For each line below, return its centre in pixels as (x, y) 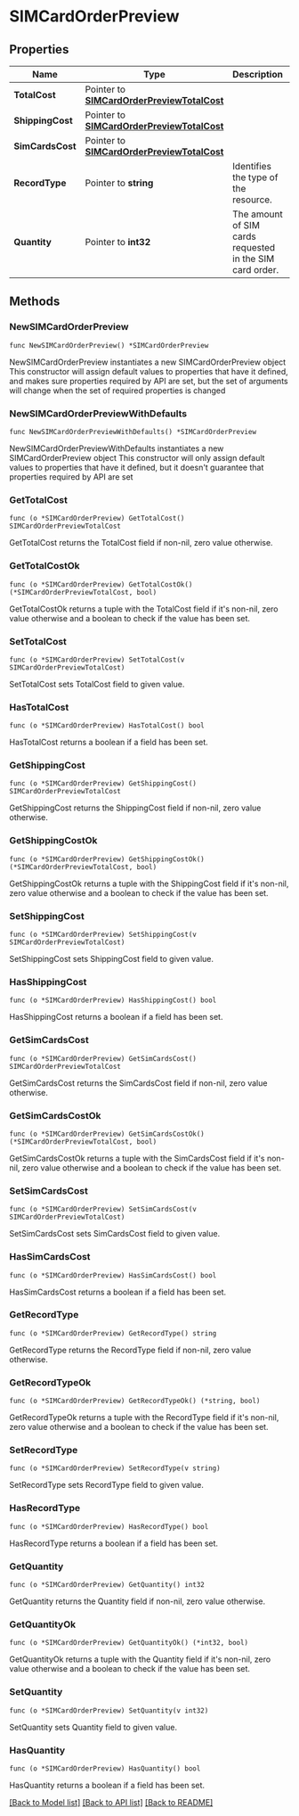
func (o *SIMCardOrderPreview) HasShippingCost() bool (113, 1000)
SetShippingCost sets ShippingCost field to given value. (112, 959)
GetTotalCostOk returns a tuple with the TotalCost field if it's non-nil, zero (144, 609)
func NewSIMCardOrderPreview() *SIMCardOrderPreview (109, 345)
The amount (258, 214)
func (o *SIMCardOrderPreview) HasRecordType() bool (109, 1526)
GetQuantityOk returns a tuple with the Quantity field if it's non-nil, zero (140, 1659)
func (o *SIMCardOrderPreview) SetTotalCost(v (97, 660)
